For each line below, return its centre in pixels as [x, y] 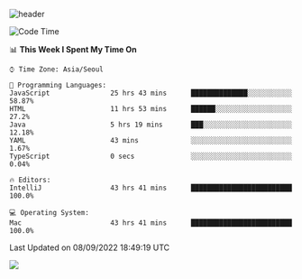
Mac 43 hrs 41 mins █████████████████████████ [151, 223]
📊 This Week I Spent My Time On [73, 49]
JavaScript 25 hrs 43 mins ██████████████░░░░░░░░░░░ [151, 93]
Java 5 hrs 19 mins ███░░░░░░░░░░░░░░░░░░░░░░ [151, 125]
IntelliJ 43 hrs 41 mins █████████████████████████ [151, 188]
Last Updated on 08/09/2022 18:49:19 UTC [90, 247]
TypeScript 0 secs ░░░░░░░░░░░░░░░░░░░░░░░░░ [151, 156]
